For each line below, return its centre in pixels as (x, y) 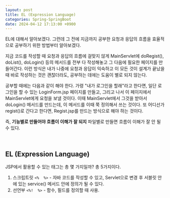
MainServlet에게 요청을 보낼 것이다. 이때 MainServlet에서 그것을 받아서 (76, 98)
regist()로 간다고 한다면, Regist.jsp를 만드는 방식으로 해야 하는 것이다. (74, 111)
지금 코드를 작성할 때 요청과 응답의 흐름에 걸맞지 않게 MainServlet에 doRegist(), (84, 56)
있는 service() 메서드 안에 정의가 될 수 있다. (61, 184)
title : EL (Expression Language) (41, 15)
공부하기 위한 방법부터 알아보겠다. (48, 45)
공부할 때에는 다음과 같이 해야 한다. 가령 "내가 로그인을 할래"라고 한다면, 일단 (81, 86)
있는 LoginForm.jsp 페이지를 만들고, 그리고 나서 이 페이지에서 (90, 92)
